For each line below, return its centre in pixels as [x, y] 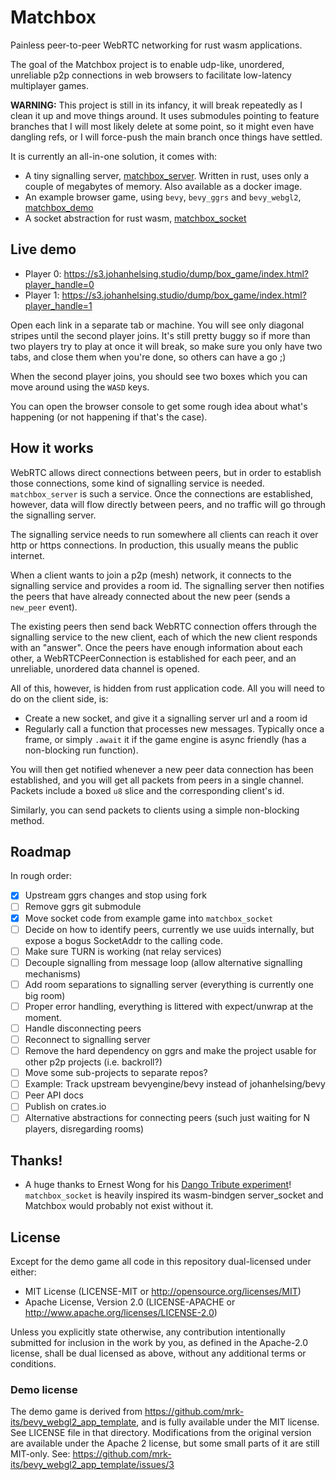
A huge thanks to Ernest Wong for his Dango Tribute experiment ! [158, 1185]
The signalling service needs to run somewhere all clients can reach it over [164, 534]
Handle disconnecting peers [83, 1028]
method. [27, 820]
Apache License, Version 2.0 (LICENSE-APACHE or [130, 1302]
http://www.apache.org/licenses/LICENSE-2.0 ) [121, 1312]
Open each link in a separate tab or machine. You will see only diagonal [157, 325]
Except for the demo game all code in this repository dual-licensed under [161, 1261]
